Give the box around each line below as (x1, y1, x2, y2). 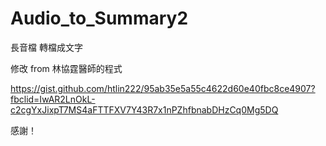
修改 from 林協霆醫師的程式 (10, 62, 123, 74)
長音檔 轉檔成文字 (10, 41, 83, 53)
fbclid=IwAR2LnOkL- (10, 93, 96, 105)
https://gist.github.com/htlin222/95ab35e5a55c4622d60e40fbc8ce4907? (10, 82, 316, 94)
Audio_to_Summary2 (10, 7, 189, 30)
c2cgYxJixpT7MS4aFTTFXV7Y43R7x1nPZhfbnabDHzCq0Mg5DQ (10, 103, 279, 116)
